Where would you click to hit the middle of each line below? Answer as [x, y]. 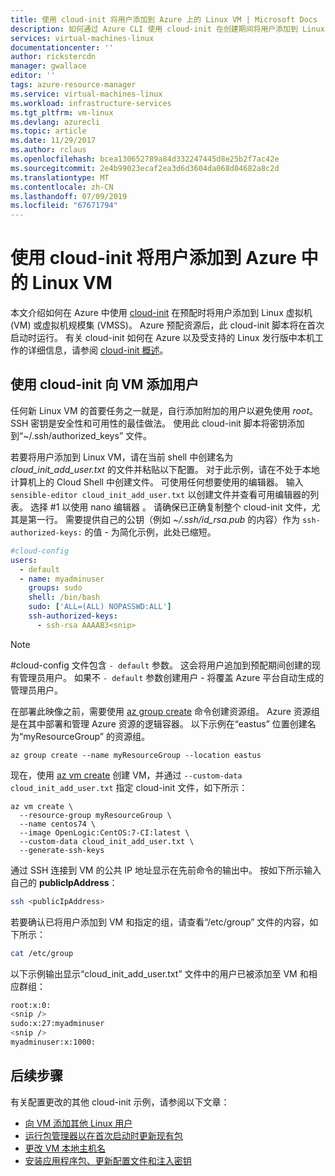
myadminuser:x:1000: [53, 1042]
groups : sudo [55, 588]
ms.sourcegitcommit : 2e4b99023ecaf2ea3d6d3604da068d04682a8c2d [145, 168]
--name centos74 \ [58, 824]
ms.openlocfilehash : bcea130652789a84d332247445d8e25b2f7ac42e [145, 159]
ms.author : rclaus [48, 150]
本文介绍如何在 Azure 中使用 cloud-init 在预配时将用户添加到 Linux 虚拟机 [161, 313]
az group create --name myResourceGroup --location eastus [136, 755]
